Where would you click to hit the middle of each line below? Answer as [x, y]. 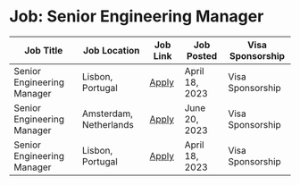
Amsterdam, [108, 114]
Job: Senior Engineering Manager [137, 17]
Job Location [112, 50]
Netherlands [108, 124]
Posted [202, 55]
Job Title [44, 50]
